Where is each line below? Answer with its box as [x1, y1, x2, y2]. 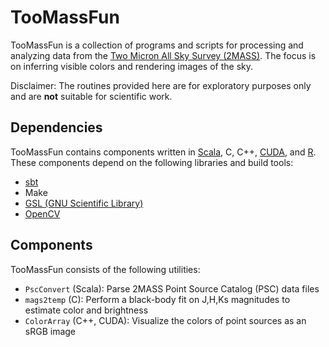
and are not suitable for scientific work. [10, 90, 173, 102]
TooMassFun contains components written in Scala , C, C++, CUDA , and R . [10, 146, 317, 158]
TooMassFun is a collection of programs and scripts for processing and [10, 39, 304, 51]
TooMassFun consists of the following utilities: [10, 263, 201, 275]
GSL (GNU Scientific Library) [24, 197, 144, 209]
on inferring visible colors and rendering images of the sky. [10, 60, 254, 72]
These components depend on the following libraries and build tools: [10, 156, 294, 168]
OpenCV [24, 207, 61, 220]
